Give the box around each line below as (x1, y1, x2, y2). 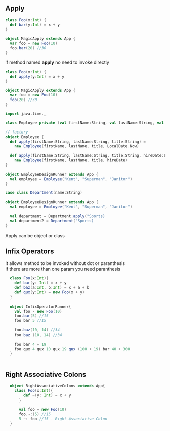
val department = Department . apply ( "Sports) (10, 213, 105, 219)
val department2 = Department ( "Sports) (10, 218, 94, 223)
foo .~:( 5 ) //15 (18, 412, 51, 417)
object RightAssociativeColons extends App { (10, 383, 105, 388)
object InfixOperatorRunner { (10, 304, 71, 309)
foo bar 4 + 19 (14, 342, 47, 347)
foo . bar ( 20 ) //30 (10, 46, 47, 51)
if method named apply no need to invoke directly (5, 59, 110, 65)
